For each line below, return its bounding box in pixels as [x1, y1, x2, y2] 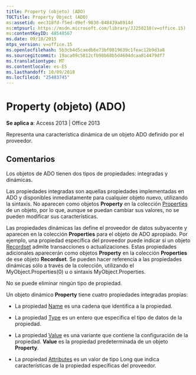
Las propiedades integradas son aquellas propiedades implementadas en [6, 187, 185, 195]
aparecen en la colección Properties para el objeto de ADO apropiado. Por [6, 230, 188, 237]
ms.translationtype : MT [6, 58, 65, 64]
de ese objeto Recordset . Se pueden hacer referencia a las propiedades [6, 255, 182, 263]
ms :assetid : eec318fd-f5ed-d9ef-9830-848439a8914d [6, 19, 133, 25]
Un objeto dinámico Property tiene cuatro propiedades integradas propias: [6, 291, 188, 298]
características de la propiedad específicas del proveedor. [14, 361, 156, 369]
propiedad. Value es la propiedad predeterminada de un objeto [14, 338, 168, 345]
